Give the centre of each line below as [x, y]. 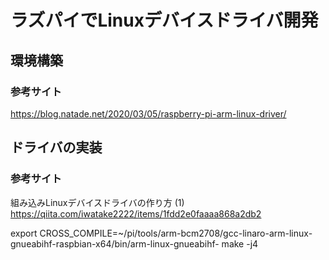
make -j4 [240, 243]
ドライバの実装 [56, 147]
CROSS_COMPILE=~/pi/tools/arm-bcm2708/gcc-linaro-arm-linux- [176, 233]
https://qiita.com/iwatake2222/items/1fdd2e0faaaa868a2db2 [136, 213]
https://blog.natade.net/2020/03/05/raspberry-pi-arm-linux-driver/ [148, 113]
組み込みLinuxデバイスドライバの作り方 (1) [97, 202]
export [24, 233]
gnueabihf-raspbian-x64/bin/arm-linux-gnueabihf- [115, 243]
